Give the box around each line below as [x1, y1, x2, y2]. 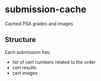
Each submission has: [5, 49, 51, 55]
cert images [12, 70, 38, 76]
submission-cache [5, 4, 87, 15]
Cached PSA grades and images [5, 21, 73, 27]
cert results [12, 64, 37, 70]
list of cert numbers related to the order [12, 59, 96, 65]
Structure [5, 35, 36, 44]
